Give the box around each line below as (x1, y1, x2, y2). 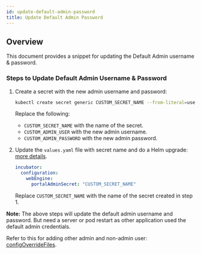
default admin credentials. (6, 223, 71, 230)
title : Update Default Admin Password (6, 14, 103, 20)
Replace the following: (14, 110, 70, 117)
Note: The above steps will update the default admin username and (6, 210, 173, 217)
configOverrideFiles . (6, 241, 57, 248)
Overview (6, 37, 44, 47)
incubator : (14, 164, 43, 170)
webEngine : (26, 176, 53, 182)
